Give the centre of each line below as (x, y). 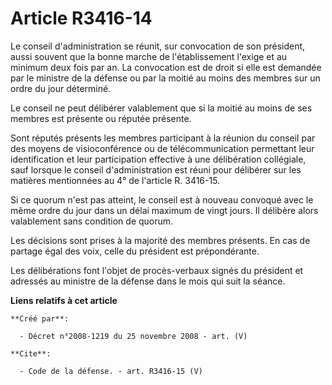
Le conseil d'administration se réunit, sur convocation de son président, (158, 46)
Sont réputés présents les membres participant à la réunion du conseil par (163, 138)
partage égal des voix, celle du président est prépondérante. (135, 251)
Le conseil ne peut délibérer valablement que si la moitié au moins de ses (161, 108)
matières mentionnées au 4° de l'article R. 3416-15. (115, 180)
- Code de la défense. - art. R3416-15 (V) (111, 371)
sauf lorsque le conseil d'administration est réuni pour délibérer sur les (156, 169)
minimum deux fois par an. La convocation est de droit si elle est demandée (166, 67)
